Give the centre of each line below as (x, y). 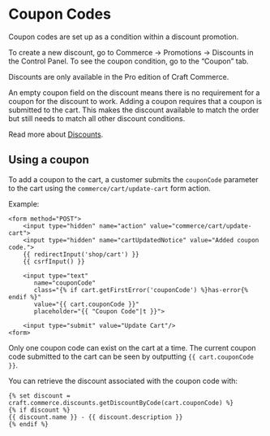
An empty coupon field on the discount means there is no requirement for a (134, 92)
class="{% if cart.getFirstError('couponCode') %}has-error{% (141, 290)
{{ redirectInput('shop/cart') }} (81, 254)
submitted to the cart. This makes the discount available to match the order (134, 110)
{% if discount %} (39, 410)
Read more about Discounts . (56, 134)
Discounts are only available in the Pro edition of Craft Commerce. (119, 76)
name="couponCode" (64, 283)
